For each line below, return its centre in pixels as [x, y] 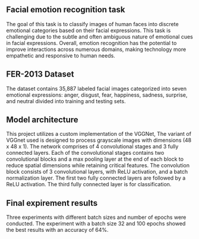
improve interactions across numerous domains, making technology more [96, 49]
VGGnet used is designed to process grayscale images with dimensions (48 [99, 140]
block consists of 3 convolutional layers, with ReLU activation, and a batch [97, 172]
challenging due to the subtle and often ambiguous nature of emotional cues [99, 36]
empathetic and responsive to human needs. [61, 55]
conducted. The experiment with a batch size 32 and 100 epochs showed [96, 224]
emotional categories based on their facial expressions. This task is [89, 30]
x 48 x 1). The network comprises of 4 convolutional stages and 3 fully [92, 146]
